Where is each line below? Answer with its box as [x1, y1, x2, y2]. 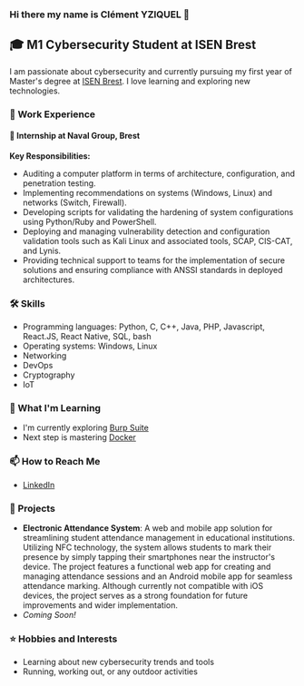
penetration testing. [22, 177, 97, 189]
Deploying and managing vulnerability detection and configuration [22, 226, 270, 237]
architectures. [22, 274, 75, 285]
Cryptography [22, 369, 75, 380]
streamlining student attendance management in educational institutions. [22, 533, 295, 544]
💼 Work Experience [9, 108, 96, 121]
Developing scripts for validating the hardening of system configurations [22, 206, 294, 217]
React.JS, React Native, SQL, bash [22, 331, 152, 342]
